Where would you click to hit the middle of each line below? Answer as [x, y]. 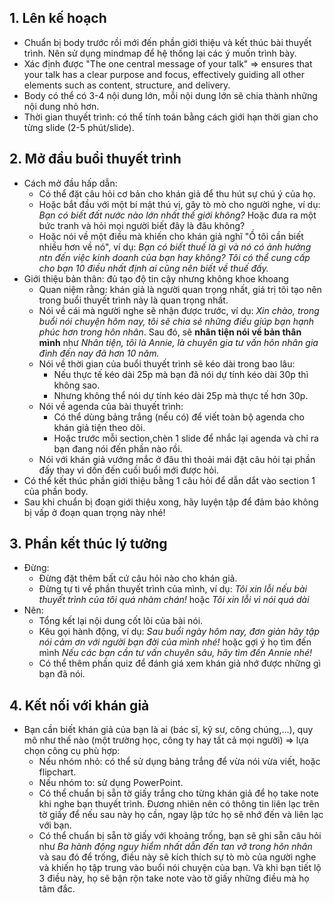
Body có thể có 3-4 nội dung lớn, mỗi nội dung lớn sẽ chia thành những [170, 95]
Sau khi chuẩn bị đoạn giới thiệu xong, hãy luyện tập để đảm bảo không [171, 502]
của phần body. [56, 491]
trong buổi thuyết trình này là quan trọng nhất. [133, 300]
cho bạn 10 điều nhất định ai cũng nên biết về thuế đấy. [153, 268]
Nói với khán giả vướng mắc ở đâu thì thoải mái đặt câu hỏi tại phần [177, 459]
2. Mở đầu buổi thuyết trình [95, 159]
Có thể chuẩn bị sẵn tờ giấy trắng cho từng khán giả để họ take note [178, 793]
